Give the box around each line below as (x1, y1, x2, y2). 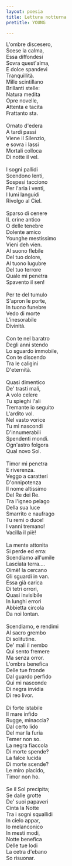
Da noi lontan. (6, 610, 40, 617)
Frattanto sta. (6, 110, 39, 117)
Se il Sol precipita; (6, 786, 50, 793)
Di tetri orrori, (6, 586, 39, 593)
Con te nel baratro (6, 335, 50, 342)
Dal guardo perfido (6, 673, 52, 680)
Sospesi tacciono (6, 179, 48, 186)
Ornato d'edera (6, 122, 43, 130)
